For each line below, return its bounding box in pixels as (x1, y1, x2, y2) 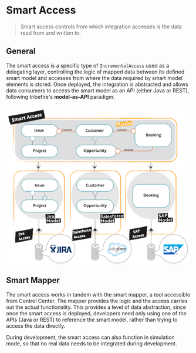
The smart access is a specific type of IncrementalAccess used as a (6, 62, 170, 69)
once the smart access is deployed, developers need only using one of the (6, 309, 187, 317)
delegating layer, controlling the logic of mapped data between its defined (6, 68, 185, 75)
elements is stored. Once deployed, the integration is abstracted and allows (6, 81, 189, 88)
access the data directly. (6, 322, 66, 329)
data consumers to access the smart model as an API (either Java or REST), (6, 86, 190, 94)
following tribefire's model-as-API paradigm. (6, 93, 115, 100)
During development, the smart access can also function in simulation (6, 334, 175, 341)
